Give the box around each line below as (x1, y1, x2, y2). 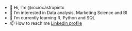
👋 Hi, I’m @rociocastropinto (9, 5, 65, 10)
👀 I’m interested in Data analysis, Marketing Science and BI (9, 10, 128, 15)
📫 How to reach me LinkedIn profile (9, 20, 82, 26)
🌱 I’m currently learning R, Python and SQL (9, 15, 96, 20)
